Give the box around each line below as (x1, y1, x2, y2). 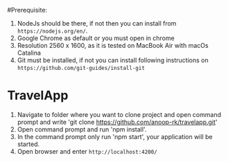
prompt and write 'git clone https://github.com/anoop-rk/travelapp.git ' (17, 118, 218, 126)
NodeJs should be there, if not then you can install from (17, 19, 177, 27)
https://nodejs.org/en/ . (17, 27, 88, 35)
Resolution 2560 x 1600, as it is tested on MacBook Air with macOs (17, 42, 209, 49)
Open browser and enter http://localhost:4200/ (17, 147, 157, 155)
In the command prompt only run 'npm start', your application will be (17, 132, 213, 141)
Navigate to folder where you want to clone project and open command (17, 110, 222, 118)
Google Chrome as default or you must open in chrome (17, 34, 175, 42)
